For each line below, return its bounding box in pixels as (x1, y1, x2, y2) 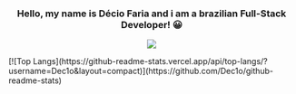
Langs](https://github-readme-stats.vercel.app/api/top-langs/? (33, 56, 269, 67)
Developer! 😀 (120, 18, 183, 31)
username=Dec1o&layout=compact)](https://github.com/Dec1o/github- (8, 66, 274, 77)
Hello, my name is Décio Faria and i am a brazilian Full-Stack (16, 7, 287, 20)
